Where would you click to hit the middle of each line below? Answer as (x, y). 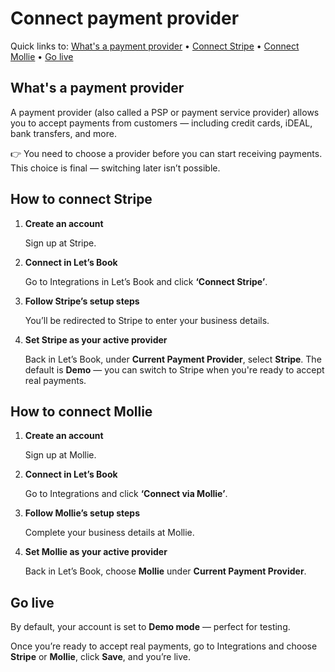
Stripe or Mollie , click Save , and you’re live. (100, 657)
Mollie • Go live (42, 56)
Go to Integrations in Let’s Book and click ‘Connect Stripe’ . (146, 281)
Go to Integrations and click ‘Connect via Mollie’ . (126, 494)
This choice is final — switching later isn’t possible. (115, 168)
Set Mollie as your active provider (96, 552)
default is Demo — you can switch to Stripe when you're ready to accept (174, 369)
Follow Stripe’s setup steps (82, 301)
